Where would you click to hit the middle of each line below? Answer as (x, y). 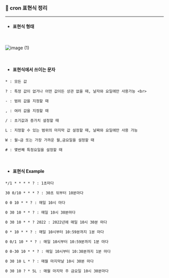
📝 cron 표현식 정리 (26, 8)
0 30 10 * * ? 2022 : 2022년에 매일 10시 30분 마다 (56, 222)
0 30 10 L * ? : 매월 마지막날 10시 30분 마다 (50, 261)
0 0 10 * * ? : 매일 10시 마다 (35, 202)
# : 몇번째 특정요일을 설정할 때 (34, 150)
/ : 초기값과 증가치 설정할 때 (32, 120)
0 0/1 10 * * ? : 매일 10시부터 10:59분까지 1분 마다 (57, 242)
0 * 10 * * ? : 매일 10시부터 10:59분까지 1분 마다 (55, 232)
